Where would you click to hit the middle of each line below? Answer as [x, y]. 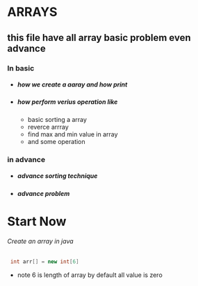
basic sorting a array [57, 119]
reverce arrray [48, 127]
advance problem [43, 193]
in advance [26, 159]
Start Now [37, 221]
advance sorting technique [57, 176]
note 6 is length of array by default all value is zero [90, 275]
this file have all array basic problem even [99, 38]
